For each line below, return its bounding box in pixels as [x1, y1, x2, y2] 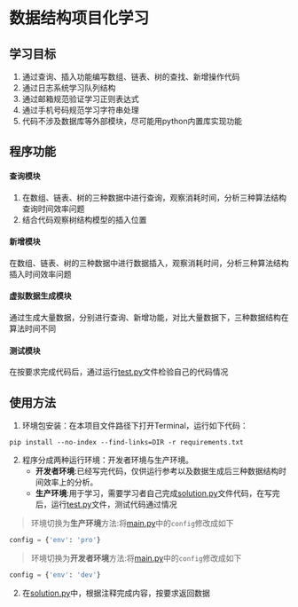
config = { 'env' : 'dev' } [9, 570, 101, 579]
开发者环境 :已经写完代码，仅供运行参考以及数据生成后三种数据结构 [35, 466, 279, 477]
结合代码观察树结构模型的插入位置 [21, 214, 147, 225]
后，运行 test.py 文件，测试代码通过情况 [35, 499, 177, 510]
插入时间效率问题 [9, 268, 72, 280]
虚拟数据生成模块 [9, 290, 72, 302]
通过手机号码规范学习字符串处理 [21, 105, 139, 115]
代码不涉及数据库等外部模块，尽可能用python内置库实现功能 [21, 116, 242, 126]
